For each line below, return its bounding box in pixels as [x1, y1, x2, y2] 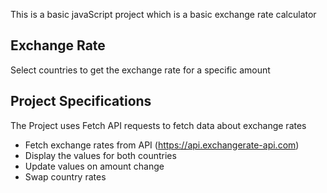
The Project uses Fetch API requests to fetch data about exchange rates [10, 119, 307, 131]
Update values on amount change [24, 160, 165, 172]
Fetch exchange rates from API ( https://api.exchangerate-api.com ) [24, 139, 300, 151]
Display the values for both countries [24, 149, 177, 161]
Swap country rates [24, 170, 107, 183]
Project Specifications [10, 93, 152, 110]
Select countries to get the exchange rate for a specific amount [10, 64, 271, 76]
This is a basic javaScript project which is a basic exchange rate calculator [10, 9, 317, 20]
